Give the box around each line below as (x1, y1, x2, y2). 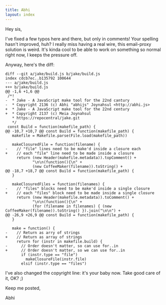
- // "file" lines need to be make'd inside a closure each (5, 146, 141, 151)
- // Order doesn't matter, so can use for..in (5, 243, 119, 249)
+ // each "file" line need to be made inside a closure (5, 151, 135, 156)
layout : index (5, 12, 35, 17)
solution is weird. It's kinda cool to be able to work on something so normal (5, 46, 161, 52)
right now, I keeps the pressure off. (5, 51, 78, 58)
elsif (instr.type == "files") (21, 261, 87, 266)
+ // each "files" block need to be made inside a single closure (5, 190, 155, 196)
